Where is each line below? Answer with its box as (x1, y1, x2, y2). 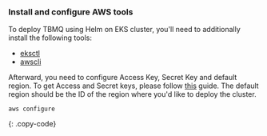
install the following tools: (8, 33, 93, 42)
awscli (19, 57, 42, 66)
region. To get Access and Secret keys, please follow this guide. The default (8, 81, 259, 90)
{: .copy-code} (8, 119, 57, 129)
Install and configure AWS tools (8, 6, 133, 18)
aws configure (8, 105, 56, 114)
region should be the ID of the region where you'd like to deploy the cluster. (8, 90, 257, 99)
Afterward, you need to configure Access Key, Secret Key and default (8, 73, 237, 82)
